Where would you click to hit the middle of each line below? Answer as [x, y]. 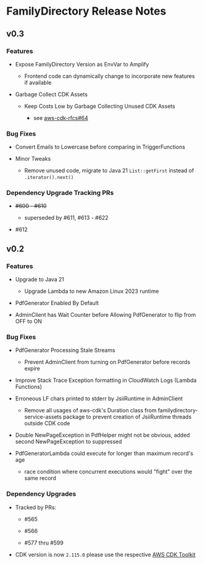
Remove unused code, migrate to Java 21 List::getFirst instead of [109, 171]
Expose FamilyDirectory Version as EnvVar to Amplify [82, 64]
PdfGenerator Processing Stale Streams [65, 350]
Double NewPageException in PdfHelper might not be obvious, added [102, 435]
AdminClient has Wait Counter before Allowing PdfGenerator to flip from [105, 315]
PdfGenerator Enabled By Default [57, 303]
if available [38, 82]
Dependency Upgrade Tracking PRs [60, 193]
